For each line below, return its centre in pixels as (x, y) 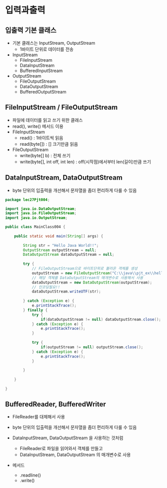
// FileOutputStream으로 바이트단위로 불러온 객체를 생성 (84, 269)
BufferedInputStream (41, 71)
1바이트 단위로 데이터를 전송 (46, 49)
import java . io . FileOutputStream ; (41, 213)
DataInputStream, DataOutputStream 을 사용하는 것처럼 (68, 438)
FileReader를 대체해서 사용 (39, 417)
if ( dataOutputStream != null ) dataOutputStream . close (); (101, 319)
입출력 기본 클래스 (31, 30)
